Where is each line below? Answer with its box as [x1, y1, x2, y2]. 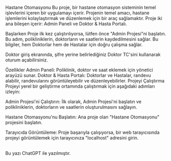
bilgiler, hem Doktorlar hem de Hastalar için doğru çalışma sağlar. [5, 42, 143, 48]
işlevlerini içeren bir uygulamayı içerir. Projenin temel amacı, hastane [5, 10, 149, 16]
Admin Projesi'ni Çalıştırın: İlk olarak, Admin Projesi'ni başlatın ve [5, 98, 142, 105]
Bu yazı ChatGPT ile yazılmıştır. [5, 150, 71, 156]
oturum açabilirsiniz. [5, 57, 49, 63]
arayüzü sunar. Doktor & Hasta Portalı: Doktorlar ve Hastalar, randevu [5, 72, 151, 78]
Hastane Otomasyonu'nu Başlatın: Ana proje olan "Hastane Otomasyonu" [5, 114, 160, 120]
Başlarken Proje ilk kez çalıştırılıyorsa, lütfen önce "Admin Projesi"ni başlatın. [5, 31, 166, 36]
